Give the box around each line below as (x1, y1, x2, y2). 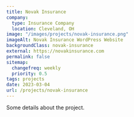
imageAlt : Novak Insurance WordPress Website (6, 37, 123, 43)
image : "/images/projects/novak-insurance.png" (6, 31, 129, 37)
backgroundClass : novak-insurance (6, 43, 94, 49)
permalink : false (6, 54, 50, 60)
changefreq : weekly (12, 65, 61, 71)
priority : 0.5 (12, 71, 47, 77)
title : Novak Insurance (6, 8, 67, 15)
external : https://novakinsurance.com (6, 48, 104, 54)
